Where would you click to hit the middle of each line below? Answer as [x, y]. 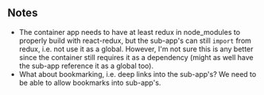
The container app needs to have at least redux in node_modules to [129, 32]
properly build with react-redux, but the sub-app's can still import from [135, 40]
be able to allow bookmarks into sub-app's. [90, 82]
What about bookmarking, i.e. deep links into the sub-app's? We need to [138, 74]
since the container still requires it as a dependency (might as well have [136, 57]
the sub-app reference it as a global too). [86, 66]
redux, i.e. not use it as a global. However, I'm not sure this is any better [136, 49]
